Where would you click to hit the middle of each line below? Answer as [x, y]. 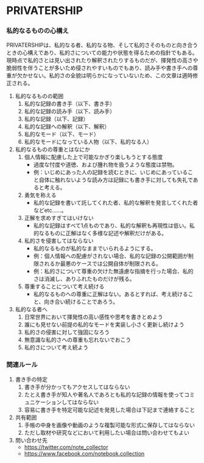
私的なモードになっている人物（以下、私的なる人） [88, 142]
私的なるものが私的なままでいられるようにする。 [95, 249]
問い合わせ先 [31, 440]
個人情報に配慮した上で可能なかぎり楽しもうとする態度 [93, 157]
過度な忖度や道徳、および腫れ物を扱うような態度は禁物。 [105, 164]
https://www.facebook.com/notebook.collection [84, 453]
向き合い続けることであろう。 [81, 302]
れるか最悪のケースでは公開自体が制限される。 [103, 264]
